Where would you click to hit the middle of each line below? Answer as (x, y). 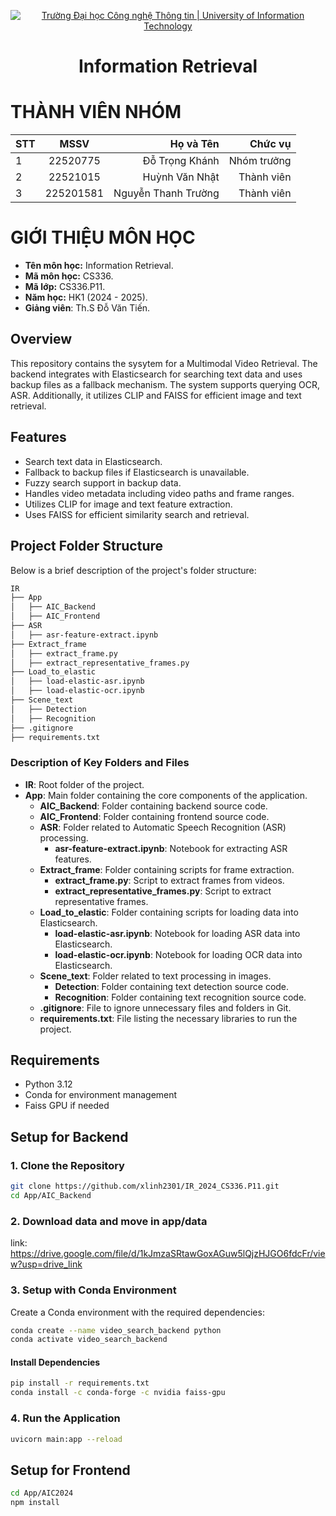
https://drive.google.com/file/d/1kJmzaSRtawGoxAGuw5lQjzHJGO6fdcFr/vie (168, 1254)
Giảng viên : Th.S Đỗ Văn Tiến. (87, 308)
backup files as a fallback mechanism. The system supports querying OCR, (165, 384)
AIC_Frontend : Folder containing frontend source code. (154, 816)
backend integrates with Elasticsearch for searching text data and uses (156, 374)
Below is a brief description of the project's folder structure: (133, 570)
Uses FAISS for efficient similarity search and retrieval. (137, 514)
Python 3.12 (48, 1084)
